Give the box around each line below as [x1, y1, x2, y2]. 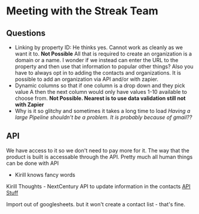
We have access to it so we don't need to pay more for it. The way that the [6, 146, 189, 154]
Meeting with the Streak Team [6, 4, 158, 18]
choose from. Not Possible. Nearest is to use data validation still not [14, 94, 186, 102]
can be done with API [6, 160, 59, 167]
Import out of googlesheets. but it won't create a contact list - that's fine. [6, 200, 186, 207]
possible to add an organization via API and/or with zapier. [14, 76, 158, 82]
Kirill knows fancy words [14, 171, 76, 178]
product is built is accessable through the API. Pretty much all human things [6, 153, 193, 160]
